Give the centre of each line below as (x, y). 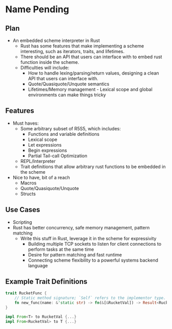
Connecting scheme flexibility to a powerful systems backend (93, 260)
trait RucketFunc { (26, 293)
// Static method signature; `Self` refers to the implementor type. (90, 298)
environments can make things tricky (67, 95)
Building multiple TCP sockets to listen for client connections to (95, 244)
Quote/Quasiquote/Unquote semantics (69, 84)
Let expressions (45, 145)
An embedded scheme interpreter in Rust (56, 40)
